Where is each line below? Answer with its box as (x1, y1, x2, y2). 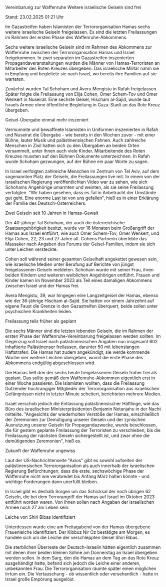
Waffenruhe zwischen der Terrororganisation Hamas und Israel (5, 50, 135, 55)
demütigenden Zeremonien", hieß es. (5, 438, 81, 444)
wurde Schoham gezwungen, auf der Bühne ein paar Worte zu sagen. (5, 159, 149, 165)
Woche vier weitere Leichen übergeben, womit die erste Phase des (5, 355, 143, 360)
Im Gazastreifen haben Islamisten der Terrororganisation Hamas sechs (5, 24, 150, 30)
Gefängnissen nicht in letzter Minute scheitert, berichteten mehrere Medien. (5, 391, 161, 397)
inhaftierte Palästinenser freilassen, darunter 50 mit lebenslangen (5, 344, 140, 350)
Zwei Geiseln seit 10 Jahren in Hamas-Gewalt (5, 210, 98, 216)
